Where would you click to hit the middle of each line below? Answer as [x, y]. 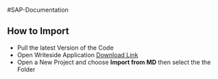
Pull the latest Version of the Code [65, 48]
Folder [26, 69]
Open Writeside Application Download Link [77, 54]
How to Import [38, 31]
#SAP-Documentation [38, 10]
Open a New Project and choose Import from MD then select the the [114, 62]
